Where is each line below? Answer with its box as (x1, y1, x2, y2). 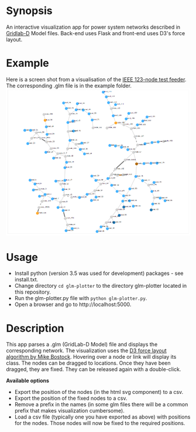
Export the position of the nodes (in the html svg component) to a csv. (14, 389, 184, 396)
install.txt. (14, 276, 39, 283)
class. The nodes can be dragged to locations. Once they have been (6, 359, 171, 367)
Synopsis (6, 4, 53, 18)
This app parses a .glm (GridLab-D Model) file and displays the (6, 341, 158, 348)
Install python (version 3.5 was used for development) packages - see (14, 270, 184, 277)
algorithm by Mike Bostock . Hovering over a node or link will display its (6, 353, 177, 360)
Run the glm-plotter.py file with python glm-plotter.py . (14, 295, 147, 302)
